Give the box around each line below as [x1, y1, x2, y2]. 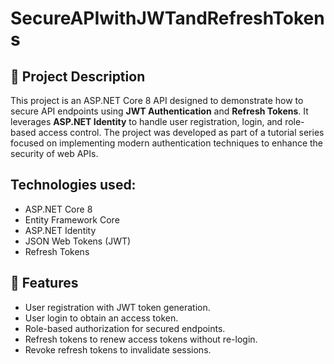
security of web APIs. [10, 148, 99, 159]
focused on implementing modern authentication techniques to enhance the [10, 137, 324, 149]
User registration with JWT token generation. [24, 301, 211, 313]
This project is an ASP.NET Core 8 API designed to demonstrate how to [10, 95, 304, 106]
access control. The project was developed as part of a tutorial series [38, 127, 325, 138]
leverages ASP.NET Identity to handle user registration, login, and [10, 116, 283, 127]
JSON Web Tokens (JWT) [24, 235, 132, 247]
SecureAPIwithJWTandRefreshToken [10, 7, 325, 30]
